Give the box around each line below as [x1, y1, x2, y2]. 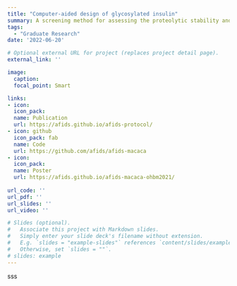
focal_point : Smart [13, 82, 71, 89]
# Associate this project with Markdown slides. [7, 226, 159, 234]
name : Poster [13, 167, 52, 174]
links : [7, 95, 27, 102]
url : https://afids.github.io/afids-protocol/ [13, 121, 153, 128]
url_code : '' [7, 187, 46, 194]
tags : [7, 23, 23, 30]
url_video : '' [7, 207, 49, 214]
